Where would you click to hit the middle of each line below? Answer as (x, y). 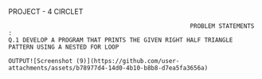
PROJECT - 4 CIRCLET (46, 12)
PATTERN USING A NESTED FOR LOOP (64, 47)
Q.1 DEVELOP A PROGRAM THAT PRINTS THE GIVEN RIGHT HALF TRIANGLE (121, 40)
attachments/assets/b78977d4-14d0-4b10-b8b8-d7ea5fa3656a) (108, 68)
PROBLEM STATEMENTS (222, 26)
